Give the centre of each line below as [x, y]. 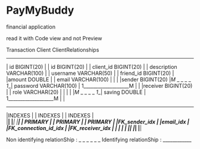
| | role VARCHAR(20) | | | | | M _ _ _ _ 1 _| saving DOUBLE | [76, 92]
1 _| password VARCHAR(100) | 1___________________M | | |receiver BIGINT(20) [99, 85]
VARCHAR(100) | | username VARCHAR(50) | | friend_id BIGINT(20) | [90, 73]
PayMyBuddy [40, 10]
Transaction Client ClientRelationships [53, 50]
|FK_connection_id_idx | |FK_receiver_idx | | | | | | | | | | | [74, 128]
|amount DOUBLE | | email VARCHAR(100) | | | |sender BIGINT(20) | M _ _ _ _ [99, 79]
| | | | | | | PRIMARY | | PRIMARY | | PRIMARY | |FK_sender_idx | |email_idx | [98, 122]
